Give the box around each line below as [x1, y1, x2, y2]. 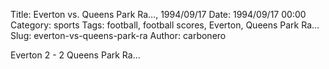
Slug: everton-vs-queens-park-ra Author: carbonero [10, 30, 227, 41]
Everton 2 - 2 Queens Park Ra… [10, 49, 141, 61]
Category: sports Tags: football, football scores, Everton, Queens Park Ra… [10, 19, 320, 31]
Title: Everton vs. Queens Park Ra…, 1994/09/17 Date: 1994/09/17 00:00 [10, 9, 307, 20]
